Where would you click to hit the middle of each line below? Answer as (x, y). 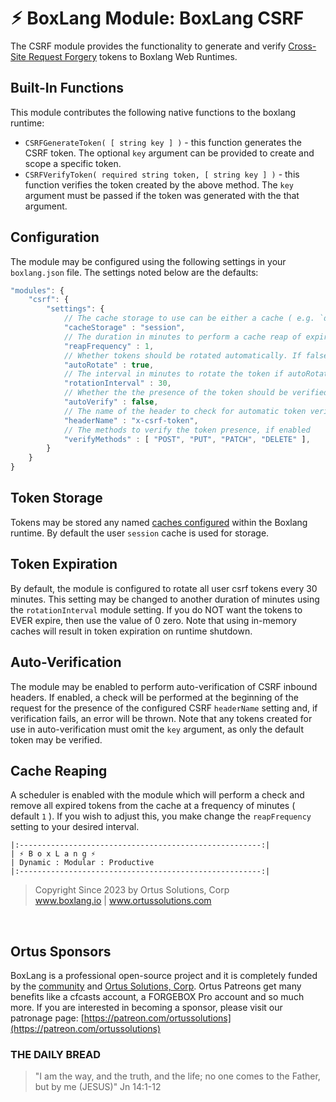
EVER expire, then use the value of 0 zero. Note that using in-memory (153, 620)
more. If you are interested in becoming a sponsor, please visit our (146, 1008)
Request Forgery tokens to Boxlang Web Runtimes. (133, 56)
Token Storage (56, 498)
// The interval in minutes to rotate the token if (173, 374)
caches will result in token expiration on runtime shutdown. (131, 631)
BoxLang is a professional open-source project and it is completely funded (164, 976)
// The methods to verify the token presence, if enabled (187, 430)
